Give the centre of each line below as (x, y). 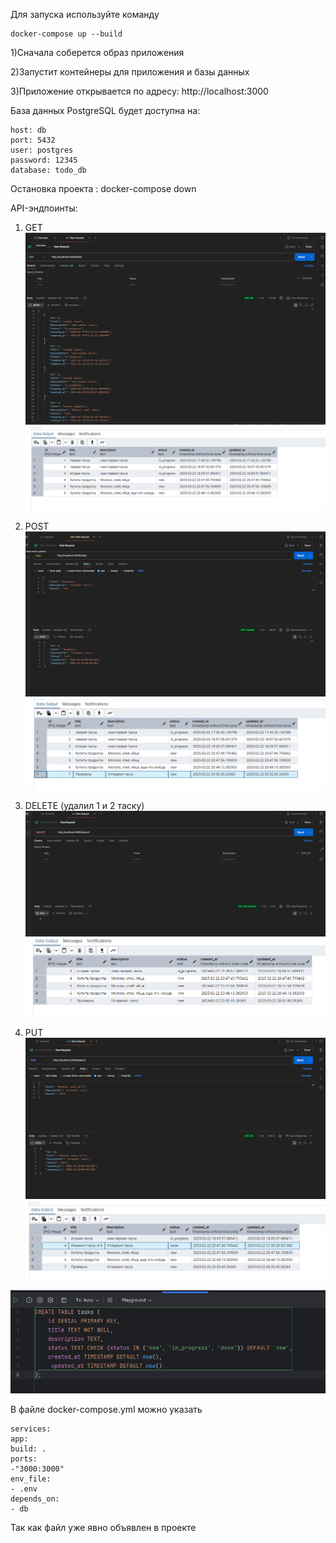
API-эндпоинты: (44, 208)
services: (31, 1429)
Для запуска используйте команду (85, 14)
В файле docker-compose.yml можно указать (106, 1410)
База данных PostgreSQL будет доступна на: (105, 110)
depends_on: (35, 1499)
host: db (28, 130)
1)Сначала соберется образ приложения (97, 52)
